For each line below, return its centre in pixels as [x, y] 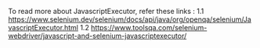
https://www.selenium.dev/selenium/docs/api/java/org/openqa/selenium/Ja [130, 19]
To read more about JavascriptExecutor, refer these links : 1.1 [106, 11]
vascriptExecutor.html [43, 27]
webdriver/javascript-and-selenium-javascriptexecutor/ [97, 36]
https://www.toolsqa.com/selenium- [149, 27]
